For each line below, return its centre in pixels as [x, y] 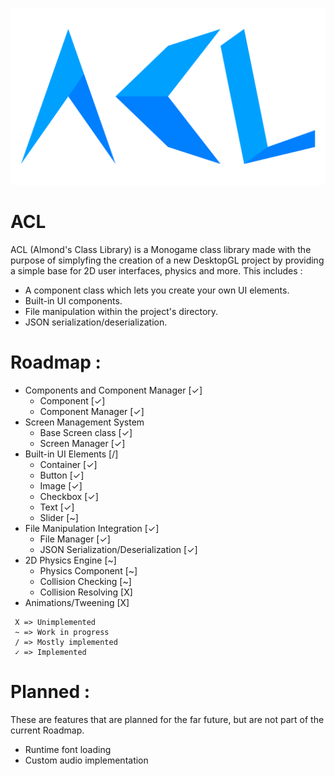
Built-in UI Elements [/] [71, 454]
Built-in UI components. [73, 300]
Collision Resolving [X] [86, 592]
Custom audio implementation [86, 760]
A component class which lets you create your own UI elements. [157, 290]
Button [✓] [62, 475]
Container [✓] [68, 464]
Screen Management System [84, 422]
